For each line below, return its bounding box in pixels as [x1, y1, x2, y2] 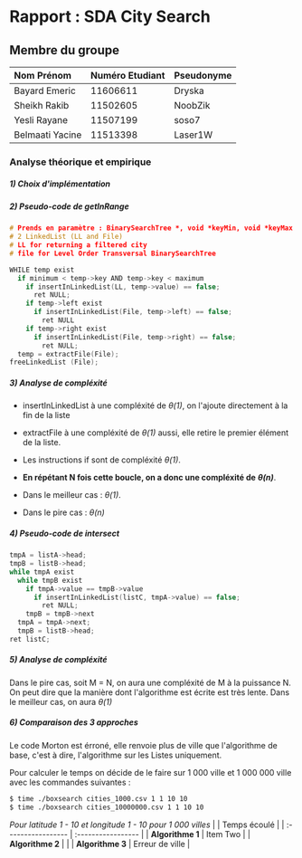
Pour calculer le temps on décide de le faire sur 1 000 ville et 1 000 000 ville [9, 767, 292, 777]
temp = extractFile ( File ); [17, 349, 119, 358]
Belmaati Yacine [14, 129, 82, 141]
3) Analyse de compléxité [9, 377, 109, 388]
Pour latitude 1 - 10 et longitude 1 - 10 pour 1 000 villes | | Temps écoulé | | [9, 819, 285, 830]
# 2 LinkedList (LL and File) [9, 233, 124, 242]
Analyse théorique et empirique [9, 156, 152, 168]
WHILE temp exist [9, 265, 75, 274]
